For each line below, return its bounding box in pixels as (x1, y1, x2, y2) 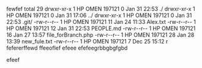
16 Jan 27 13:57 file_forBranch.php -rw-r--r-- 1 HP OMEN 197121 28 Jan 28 (6, 31, 195, 39)
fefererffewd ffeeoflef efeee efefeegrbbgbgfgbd (6, 44, 128, 51)
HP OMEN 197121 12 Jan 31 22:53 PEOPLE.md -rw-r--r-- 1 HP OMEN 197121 (6, 25, 196, 32)
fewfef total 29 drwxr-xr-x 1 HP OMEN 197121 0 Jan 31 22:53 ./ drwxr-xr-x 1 (6, 6, 195, 12)
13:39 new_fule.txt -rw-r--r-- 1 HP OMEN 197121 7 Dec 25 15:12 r (6, 38, 168, 45)
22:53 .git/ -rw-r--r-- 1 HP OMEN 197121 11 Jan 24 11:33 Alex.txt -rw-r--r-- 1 (6, 18, 196, 25)
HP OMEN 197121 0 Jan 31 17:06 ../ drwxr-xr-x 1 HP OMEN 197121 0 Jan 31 (6, 12, 192, 19)
